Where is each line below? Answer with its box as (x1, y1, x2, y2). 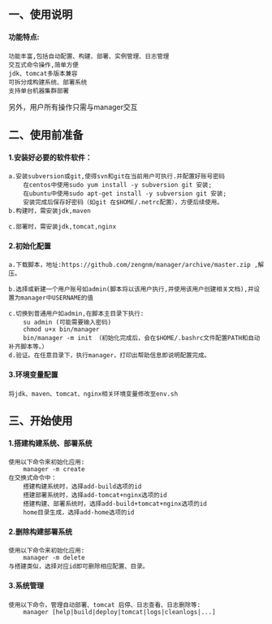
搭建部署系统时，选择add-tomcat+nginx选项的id (23, 491, 168, 500)
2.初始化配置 (8, 241, 51, 251)
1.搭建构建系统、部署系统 (8, 438, 93, 447)
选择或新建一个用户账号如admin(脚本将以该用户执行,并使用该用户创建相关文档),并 (15, 286, 254, 294)
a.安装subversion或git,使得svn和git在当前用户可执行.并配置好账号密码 (8, 172, 226, 181)
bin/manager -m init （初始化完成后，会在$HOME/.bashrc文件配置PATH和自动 (23, 334, 261, 343)
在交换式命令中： (8, 474, 58, 482)
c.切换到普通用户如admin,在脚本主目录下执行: (8, 310, 145, 318)
